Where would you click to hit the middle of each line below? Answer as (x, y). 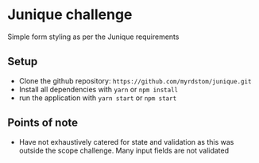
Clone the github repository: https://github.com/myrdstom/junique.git (135, 80)
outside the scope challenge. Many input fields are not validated (124, 150)
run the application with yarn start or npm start (98, 98)
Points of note (43, 123)
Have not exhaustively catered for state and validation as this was (126, 142)
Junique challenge (70, 15)
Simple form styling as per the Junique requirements (93, 37)
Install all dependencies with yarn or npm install (99, 89)
